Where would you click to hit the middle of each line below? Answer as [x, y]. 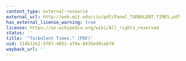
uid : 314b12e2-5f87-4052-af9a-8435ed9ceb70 [60, 44]
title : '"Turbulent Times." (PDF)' [50, 38]
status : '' [19, 33]
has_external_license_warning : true [51, 22]
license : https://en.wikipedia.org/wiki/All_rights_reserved [83, 28]
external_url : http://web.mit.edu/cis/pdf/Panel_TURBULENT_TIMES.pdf [93, 17]
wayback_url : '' [26, 49]
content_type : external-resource [47, 11]
